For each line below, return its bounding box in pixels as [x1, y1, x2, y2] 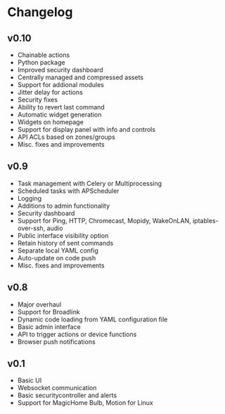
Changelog [7, 4, 73, 20]
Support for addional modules [17, 81, 104, 88]
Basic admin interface [17, 322, 81, 330]
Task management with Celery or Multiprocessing [17, 179, 162, 187]
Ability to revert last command [17, 103, 105, 111]
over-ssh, [17, 224, 46, 232]
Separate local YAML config [17, 246, 98, 255]
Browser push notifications [17, 338, 96, 346]
